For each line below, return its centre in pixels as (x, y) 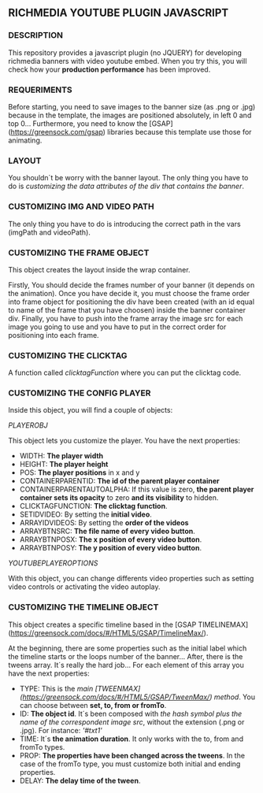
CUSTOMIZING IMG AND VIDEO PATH (81, 206)
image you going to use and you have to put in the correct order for (117, 327)
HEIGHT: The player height (64, 465)
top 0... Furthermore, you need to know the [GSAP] (91, 123)
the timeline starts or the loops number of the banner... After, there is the (126, 656)
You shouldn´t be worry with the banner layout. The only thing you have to (128, 178)
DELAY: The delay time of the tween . (80, 780)
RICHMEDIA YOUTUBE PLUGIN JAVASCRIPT (119, 13)
